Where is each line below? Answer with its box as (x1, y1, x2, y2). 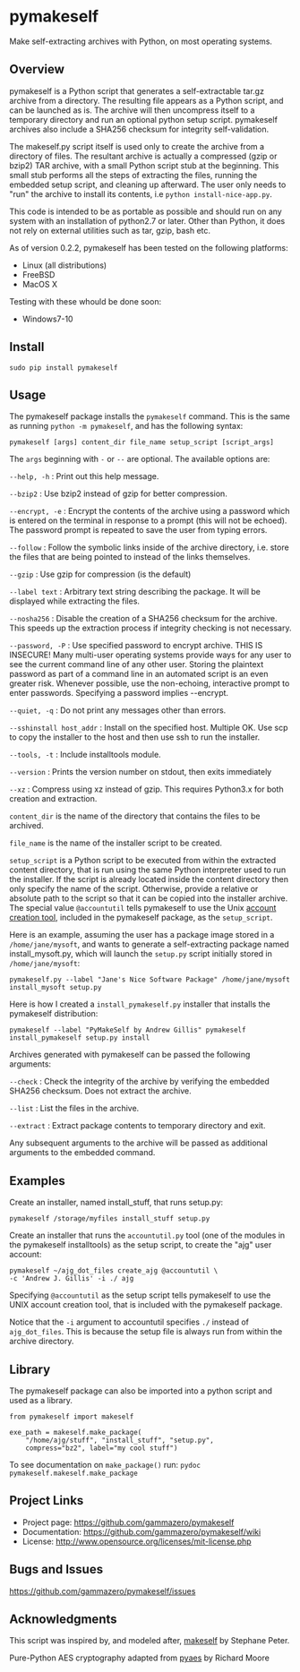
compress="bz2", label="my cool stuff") (25, 1444, 178, 1453)
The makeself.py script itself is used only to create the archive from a (9, 141, 265, 151)
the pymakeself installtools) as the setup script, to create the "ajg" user (9, 1239, 272, 1250)
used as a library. (9, 1395, 73, 1405)
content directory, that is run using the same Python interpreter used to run (9, 864, 287, 875)
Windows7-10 (21, 313, 73, 324)
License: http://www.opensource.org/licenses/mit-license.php (21, 1536, 253, 1547)
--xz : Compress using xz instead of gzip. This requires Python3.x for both (9, 784, 284, 794)
